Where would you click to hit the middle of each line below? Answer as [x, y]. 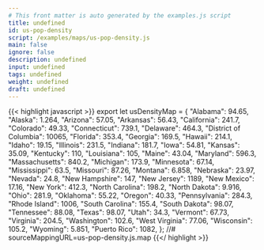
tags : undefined [35, 74]
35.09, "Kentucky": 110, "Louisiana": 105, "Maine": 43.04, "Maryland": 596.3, [132, 153]
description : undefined [47, 60]
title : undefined [37, 23]
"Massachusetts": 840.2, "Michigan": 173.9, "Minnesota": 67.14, [111, 162]
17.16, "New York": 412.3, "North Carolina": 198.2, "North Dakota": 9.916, [125, 187]
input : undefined [37, 67]
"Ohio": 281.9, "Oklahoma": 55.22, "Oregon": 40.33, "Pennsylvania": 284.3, [130, 195]
